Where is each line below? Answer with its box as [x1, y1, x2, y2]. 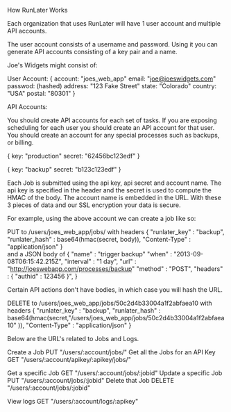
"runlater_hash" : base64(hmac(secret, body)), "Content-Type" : [7, 236, 191, 243]
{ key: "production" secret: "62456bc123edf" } [7, 152, 140, 160]
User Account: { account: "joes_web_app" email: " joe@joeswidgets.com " [7, 74, 216, 83]
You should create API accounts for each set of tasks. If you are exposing [7, 116, 217, 124]
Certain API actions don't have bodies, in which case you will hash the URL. [7, 286, 223, 294]
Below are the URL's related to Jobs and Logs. [7, 335, 139, 343]
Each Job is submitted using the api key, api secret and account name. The [7, 179, 222, 187]
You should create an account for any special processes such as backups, [7, 131, 220, 139]
